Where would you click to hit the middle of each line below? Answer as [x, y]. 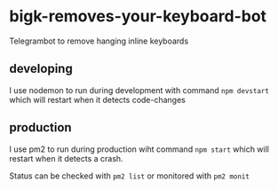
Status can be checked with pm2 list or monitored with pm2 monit [130, 176]
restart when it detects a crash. [66, 158]
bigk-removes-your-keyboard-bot [138, 16]
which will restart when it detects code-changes [98, 99]
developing [41, 69]
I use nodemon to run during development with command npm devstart [139, 90]
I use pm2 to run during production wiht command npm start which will [139, 149]
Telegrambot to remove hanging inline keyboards [99, 41]
